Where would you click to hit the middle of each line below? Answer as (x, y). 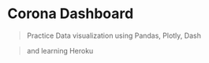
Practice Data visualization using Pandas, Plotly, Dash (114, 35)
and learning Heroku (60, 50)
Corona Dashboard (71, 14)
